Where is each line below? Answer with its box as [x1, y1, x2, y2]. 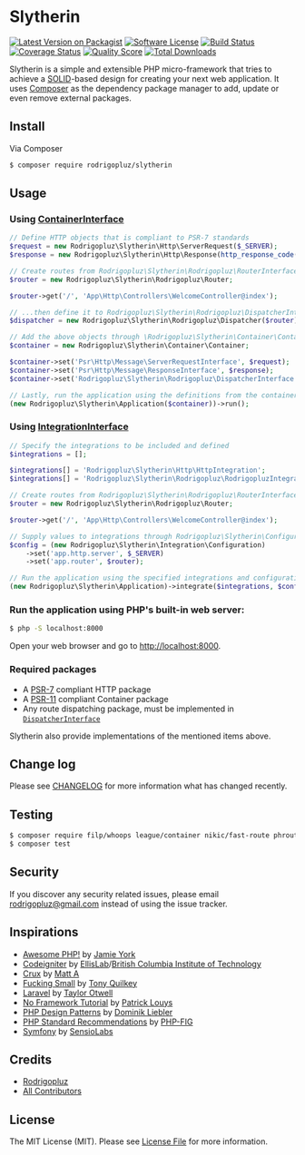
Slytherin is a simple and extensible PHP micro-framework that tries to [9, 64, 272, 74]
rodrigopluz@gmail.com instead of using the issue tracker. [9, 898, 229, 909]
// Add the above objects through [9, 333, 141, 342]
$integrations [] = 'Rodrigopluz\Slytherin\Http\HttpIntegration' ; [9, 465, 266, 475]
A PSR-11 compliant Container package [22, 693, 170, 704]
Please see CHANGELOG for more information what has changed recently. [9, 780, 288, 791]
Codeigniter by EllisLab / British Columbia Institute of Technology [22, 958, 261, 969]
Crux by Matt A [22, 968, 80, 979]
